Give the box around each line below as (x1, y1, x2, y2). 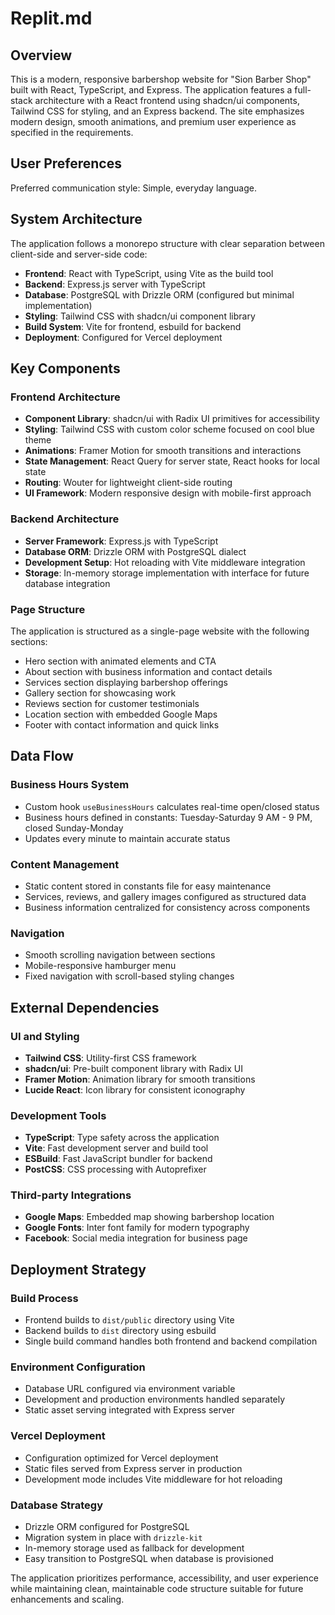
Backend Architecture (10, 512, 120, 526)
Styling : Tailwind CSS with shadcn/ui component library (24, 310, 256, 322)
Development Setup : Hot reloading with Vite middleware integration (24, 556, 306, 568)
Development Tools (10, 1108, 107, 1122)
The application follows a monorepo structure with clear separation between (10, 237, 325, 249)
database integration (24, 577, 111, 589)
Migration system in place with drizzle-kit (24, 1532, 203, 1544)
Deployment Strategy (10, 1261, 147, 1278)
